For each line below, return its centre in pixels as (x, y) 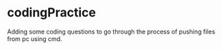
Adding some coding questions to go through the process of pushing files (111, 32)
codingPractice (51, 13)
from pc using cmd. (35, 38)
